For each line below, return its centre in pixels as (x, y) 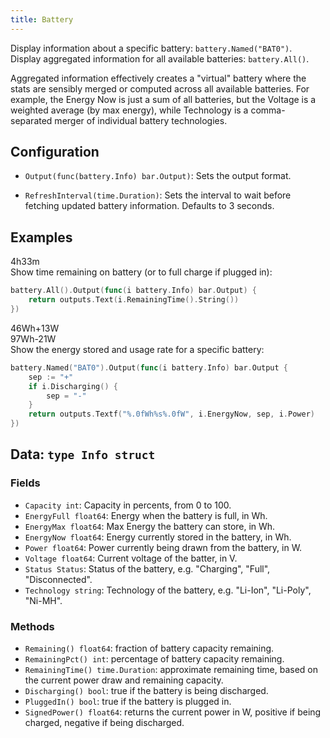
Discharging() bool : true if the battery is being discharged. (146, 690)
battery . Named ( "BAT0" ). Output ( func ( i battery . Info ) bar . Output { (149, 367)
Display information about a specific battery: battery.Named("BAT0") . (151, 48)
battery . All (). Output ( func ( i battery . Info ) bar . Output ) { (133, 291)
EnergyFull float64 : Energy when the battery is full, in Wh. (146, 515)
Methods (32, 626)
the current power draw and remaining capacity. (124, 680)
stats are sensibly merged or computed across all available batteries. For (160, 88)
